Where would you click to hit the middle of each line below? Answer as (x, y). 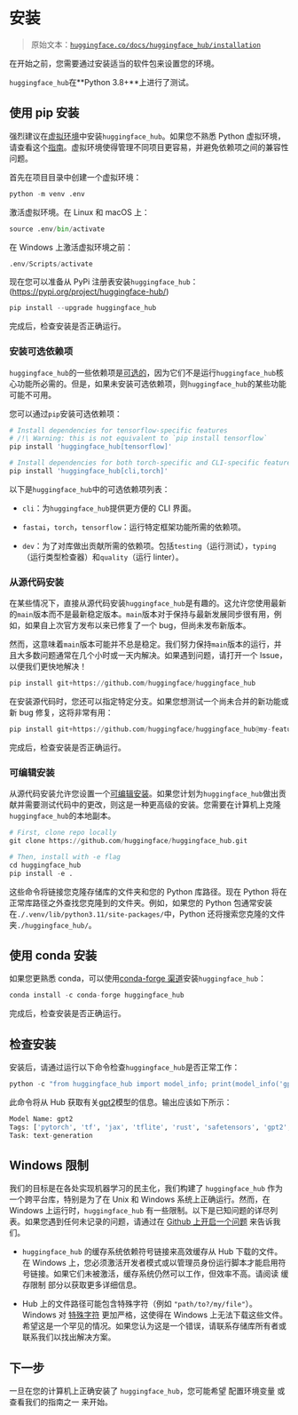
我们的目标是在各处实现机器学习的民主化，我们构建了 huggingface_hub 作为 (146, 1188)
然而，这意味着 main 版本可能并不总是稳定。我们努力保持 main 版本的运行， (142, 644)
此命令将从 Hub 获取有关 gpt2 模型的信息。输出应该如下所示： (121, 1102)
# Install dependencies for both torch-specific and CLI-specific (134, 463)
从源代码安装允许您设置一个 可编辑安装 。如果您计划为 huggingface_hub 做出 (144, 794)
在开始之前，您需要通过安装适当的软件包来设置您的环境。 (114, 63)
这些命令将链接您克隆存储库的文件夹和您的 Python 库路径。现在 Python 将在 (148, 891)
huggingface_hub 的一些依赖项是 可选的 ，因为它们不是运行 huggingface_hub (143, 372)
